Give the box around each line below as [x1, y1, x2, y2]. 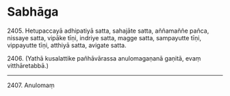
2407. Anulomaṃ [7, 81, 55, 89]
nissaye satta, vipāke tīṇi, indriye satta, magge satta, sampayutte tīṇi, [7, 33, 202, 42]
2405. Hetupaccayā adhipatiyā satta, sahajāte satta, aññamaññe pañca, [7, 27, 209, 35]
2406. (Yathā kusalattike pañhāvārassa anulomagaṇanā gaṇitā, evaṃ [7, 54, 201, 62]
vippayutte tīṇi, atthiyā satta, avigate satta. [7, 41, 127, 49]
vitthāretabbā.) [7, 61, 49, 69]
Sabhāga [7, 4, 59, 20]
